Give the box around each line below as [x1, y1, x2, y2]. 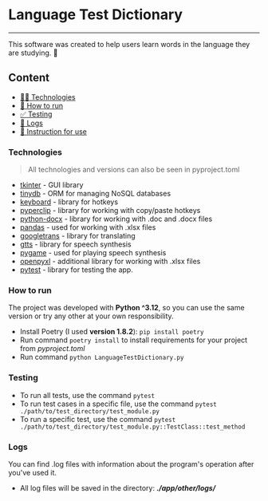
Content [8, 71, 50, 85]
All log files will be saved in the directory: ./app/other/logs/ [19, 483, 216, 492]
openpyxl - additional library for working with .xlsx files [19, 257, 201, 266]
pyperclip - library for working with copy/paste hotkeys [19, 206, 201, 215]
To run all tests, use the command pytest [19, 390, 156, 400]
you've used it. [8, 467, 57, 477]
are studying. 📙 [8, 48, 58, 57]
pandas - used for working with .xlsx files [19, 223, 156, 232]
